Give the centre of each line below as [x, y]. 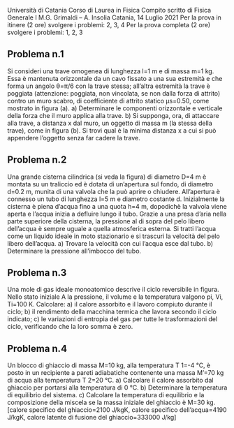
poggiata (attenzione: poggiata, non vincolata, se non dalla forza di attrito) [114, 93]
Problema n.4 [37, 348]
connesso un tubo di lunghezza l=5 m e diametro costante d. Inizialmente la [116, 199]
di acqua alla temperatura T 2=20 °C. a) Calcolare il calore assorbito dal [110, 381]
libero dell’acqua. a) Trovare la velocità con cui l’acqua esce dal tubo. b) [110, 243]
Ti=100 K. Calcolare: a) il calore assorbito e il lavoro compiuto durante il [110, 304]
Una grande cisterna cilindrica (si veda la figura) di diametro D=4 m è [107, 177]
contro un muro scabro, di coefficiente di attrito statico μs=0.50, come [108, 101]
